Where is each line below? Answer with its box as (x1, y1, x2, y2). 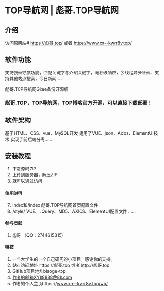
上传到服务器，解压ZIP (12, 172, 58, 178)
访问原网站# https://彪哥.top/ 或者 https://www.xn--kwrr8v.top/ (5, 40, 132, 46)
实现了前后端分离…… (10, 136, 53, 142)
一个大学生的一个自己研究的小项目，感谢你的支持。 (12, 256, 115, 262)
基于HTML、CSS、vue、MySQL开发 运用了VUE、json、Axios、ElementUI (5, 130, 154, 136)
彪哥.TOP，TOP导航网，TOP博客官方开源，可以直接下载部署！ (5, 99, 153, 106)
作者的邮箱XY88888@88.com (12, 274, 72, 280)
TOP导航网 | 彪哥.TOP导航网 (5, 5, 119, 16)
